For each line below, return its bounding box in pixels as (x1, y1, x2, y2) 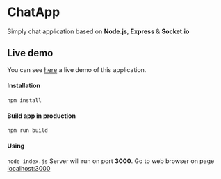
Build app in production (7, 112, 76, 120)
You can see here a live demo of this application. (7, 65, 147, 74)
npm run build (7, 127, 49, 134)
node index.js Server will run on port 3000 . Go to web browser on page (7, 157, 215, 165)
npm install (7, 96, 42, 104)
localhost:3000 (7, 164, 51, 173)
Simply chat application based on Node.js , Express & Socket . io (7, 27, 190, 35)
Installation (7, 81, 40, 90)
